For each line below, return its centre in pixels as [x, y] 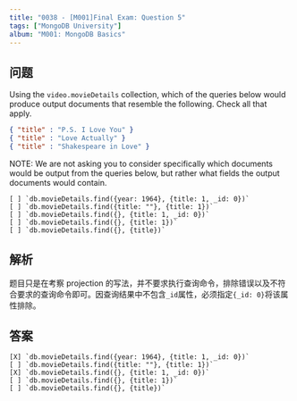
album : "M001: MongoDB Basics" [68, 34]
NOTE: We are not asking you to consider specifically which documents [141, 163]
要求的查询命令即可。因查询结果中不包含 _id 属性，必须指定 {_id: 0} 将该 [148, 294]
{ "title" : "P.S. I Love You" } [72, 130]
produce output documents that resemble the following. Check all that [138, 104]
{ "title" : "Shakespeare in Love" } [80, 146]
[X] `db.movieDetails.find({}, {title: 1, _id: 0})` [110, 373]
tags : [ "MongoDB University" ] [66, 26]
